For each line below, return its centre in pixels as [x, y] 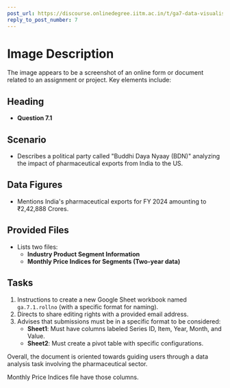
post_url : [21, 13]
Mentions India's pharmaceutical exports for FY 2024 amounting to [112, 201]
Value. [36, 336]
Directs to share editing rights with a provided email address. [103, 314]
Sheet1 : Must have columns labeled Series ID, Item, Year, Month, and [124, 328]
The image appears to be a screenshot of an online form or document [105, 73]
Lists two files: [37, 247]
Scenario [27, 140]
